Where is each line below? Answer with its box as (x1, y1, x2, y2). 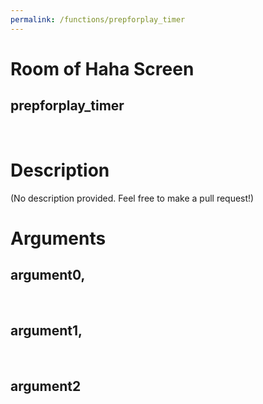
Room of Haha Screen (10, 57, 195, 80)
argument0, (10, 267, 86, 284)
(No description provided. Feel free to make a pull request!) (10, 192, 255, 204)
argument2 (10, 377, 82, 395)
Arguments (10, 227, 107, 250)
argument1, (10, 322, 83, 339)
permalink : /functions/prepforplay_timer (10, 14, 186, 25)
